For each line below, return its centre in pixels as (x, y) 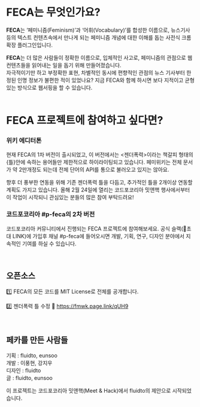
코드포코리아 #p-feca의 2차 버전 (51, 214)
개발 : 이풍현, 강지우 (29, 363)
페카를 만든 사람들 (37, 340)
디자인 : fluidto (24, 370)
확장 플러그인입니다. (29, 45)
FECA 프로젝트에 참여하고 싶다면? (85, 121)
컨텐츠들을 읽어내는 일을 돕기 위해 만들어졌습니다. (64, 65)
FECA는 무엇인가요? (53, 12)
